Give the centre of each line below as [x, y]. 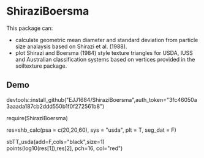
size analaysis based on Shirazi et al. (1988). [71, 46]
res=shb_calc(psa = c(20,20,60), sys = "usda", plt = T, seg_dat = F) [91, 130]
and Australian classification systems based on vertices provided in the [105, 59]
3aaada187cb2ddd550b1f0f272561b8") [55, 106]
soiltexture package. [41, 66]
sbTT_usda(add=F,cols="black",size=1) [56, 142]
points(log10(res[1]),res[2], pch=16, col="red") [65, 148]
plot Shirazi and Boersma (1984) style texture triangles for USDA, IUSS [104, 52]
